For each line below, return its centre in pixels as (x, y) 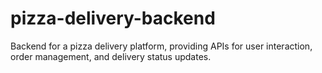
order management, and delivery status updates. (111, 56)
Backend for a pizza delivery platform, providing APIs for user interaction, (161, 46)
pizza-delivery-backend (113, 18)
